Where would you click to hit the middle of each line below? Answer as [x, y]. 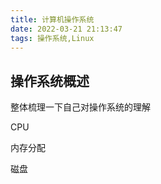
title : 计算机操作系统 [52, 19]
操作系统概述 [50, 81]
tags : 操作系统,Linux [52, 38]
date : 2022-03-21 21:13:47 [66, 29]
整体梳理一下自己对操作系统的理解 [80, 107]
